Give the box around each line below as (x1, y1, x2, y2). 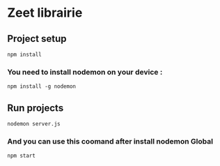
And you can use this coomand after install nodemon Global (7, 137, 214, 146)
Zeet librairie (7, 5, 83, 21)
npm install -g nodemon (7, 83, 77, 90)
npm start (7, 152, 36, 160)
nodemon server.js (7, 121, 61, 128)
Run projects (7, 102, 64, 114)
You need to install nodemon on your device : (7, 67, 163, 77)
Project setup (7, 33, 68, 45)
